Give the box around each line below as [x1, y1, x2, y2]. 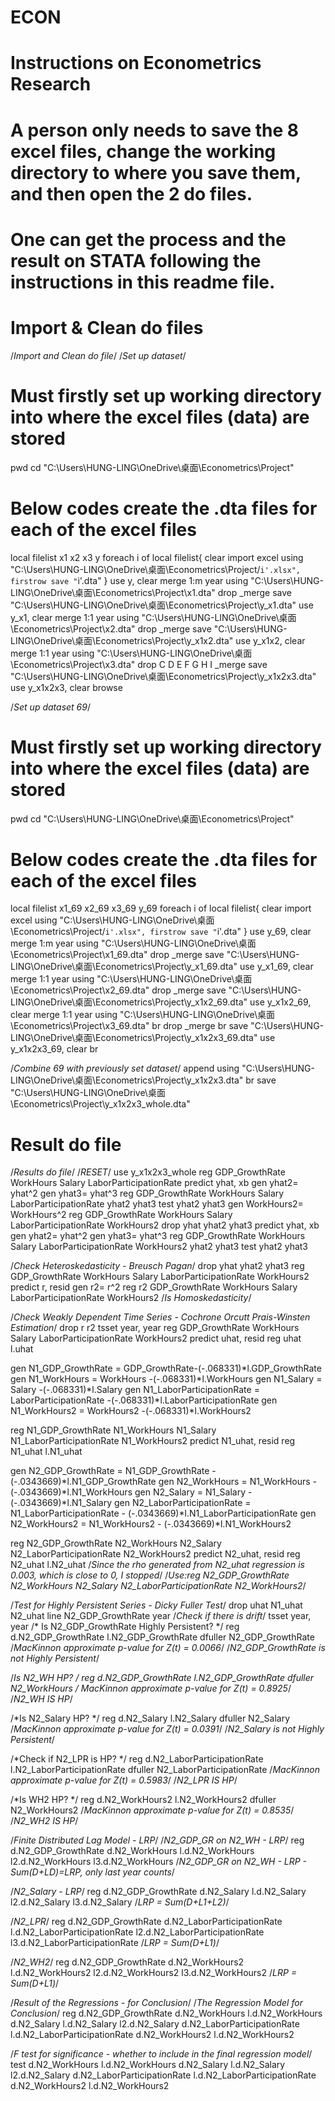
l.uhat [10, 1343, 34, 1355]
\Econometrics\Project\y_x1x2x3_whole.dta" [10, 1098, 191, 1110]
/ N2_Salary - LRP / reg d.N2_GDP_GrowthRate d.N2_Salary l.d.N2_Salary [10, 1886, 307, 1898]
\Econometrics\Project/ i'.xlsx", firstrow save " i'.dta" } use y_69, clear [10, 926, 312, 938]
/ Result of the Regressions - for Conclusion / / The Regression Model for [10, 1997, 303, 2009]
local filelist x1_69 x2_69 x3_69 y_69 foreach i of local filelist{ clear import [10, 902, 312, 915]
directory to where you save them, [10, 161, 302, 184]
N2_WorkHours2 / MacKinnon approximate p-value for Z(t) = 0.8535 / [10, 1804, 295, 1816]
